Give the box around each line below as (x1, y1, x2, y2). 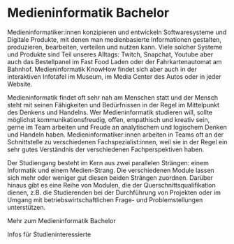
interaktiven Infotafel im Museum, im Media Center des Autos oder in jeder (7, 72, 221, 81)
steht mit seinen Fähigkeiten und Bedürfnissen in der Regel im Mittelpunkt (7, 100, 220, 109)
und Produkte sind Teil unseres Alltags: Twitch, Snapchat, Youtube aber (7, 50, 214, 59)
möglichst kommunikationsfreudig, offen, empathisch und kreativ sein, (7, 115, 210, 123)
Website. (7, 79, 33, 88)
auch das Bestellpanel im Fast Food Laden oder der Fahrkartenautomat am (7, 57, 222, 66)
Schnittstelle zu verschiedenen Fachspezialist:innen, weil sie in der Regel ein (7, 137, 228, 146)
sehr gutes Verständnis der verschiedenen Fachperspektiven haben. (7, 145, 205, 153)
